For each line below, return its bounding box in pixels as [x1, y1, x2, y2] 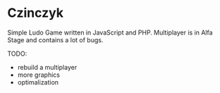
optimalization [17, 77, 59, 86]
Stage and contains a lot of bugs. [7, 35, 104, 44]
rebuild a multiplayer [17, 63, 78, 71]
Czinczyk [7, 5, 63, 21]
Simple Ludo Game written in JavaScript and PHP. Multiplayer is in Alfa [7, 28, 213, 37]
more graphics [17, 70, 60, 79]
